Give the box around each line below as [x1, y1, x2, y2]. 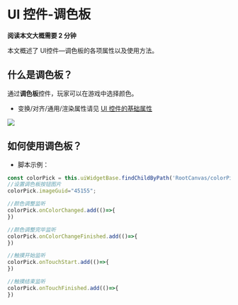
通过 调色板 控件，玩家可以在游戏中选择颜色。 [7, 89, 138, 98]
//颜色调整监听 [7, 200, 46, 207]
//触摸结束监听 [7, 278, 46, 285]
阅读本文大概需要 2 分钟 [7, 31, 76, 40]
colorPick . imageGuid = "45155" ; [7, 188, 97, 195]
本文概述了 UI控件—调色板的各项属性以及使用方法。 [7, 46, 159, 54]
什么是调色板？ [7, 69, 73, 81]
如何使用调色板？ [7, 140, 82, 152]
